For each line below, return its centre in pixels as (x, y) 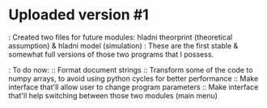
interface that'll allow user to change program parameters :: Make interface (133, 87)
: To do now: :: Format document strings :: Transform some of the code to (131, 69)
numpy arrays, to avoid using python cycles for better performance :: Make (133, 78)
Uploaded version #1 (79, 15)
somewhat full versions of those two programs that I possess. (111, 54)
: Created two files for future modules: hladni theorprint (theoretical (121, 37)
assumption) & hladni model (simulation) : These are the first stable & (123, 45)
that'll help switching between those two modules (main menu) (113, 95)
